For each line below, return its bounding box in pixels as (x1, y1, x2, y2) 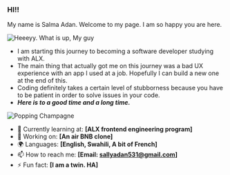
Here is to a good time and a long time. (17, 99, 131, 107)
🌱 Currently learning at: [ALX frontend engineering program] (17, 125, 193, 134)
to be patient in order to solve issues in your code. (17, 91, 160, 99)
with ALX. (17, 54, 45, 63)
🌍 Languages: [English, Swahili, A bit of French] (17, 140, 157, 149)
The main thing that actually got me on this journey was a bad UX (17, 62, 204, 70)
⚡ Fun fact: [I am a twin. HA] (17, 161, 99, 169)
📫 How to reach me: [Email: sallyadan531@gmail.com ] (17, 150, 178, 159)
